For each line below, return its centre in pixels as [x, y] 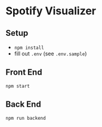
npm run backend [26, 118]
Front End [24, 72]
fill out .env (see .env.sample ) [50, 54]
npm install [29, 48]
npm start [18, 86]
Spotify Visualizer [51, 11]
